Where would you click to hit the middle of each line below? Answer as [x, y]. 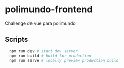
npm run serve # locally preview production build [64, 60]
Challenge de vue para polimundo [40, 23]
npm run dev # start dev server [44, 51]
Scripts [17, 39]
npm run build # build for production [51, 56]
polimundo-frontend [49, 9]
